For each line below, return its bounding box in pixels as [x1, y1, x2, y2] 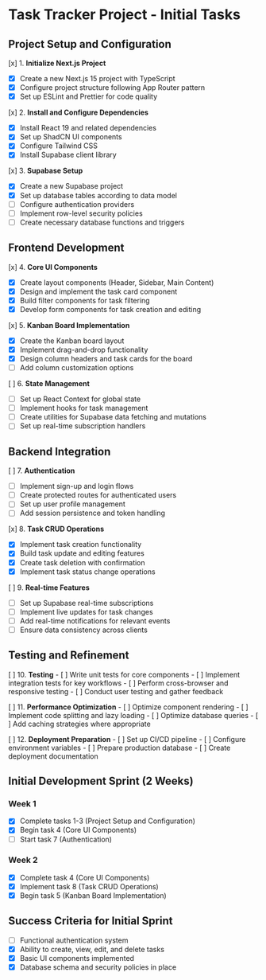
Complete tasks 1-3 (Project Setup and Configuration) [19, 816, 196, 826]
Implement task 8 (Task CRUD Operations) [19, 881, 159, 891]
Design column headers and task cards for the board [19, 353, 193, 363]
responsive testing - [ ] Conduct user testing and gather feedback [8, 686, 224, 696]
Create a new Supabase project [19, 182, 124, 191]
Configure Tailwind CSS [19, 141, 98, 150]
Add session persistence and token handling [19, 508, 165, 518]
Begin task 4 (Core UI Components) [19, 826, 137, 835]
